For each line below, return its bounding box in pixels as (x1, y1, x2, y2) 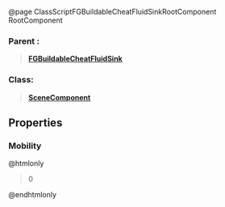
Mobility (8, 140, 42, 151)
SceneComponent (27, 92, 91, 102)
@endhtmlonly (8, 190, 57, 200)
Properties (8, 116, 63, 129)
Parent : (8, 36, 40, 47)
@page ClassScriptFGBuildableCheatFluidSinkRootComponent (8, 7, 217, 16)
